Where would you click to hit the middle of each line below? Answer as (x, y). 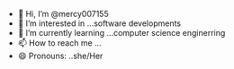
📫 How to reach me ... (59, 43)
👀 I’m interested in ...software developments (99, 23)
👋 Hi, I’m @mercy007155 (63, 14)
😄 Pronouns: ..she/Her (60, 56)
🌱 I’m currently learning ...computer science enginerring (121, 33)
